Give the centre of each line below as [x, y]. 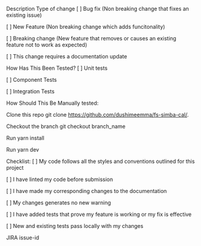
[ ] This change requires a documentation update [67, 56]
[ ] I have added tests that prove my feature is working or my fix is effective [99, 214]
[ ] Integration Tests [31, 91]
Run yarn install [25, 138]
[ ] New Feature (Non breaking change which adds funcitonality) [86, 27]
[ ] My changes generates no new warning [58, 203]
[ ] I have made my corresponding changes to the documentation [86, 191]
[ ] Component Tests [31, 80]
